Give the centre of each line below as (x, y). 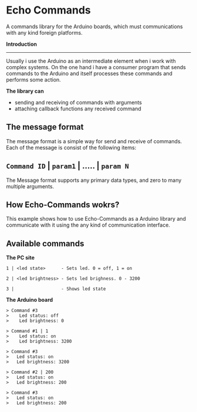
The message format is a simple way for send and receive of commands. (94, 141)
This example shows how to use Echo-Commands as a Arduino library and (96, 219)
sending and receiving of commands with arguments (78, 102)
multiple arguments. (30, 186)
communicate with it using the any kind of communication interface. (88, 225)
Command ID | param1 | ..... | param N (67, 166)
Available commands (45, 243)
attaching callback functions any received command (78, 109)
